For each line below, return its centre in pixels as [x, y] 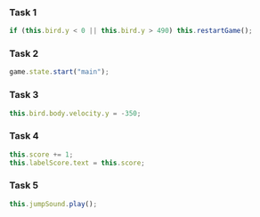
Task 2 [24, 53]
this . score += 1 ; [41, 154]
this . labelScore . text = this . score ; [77, 163]
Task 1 [23, 12]
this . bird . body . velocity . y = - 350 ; [75, 113]
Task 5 [24, 186]
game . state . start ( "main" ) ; [59, 72]
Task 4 [24, 136]
